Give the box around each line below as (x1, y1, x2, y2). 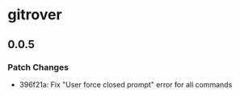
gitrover (7, 6, 62, 24)
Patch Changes (7, 62, 69, 73)
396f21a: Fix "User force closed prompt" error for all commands (19, 79, 233, 89)
